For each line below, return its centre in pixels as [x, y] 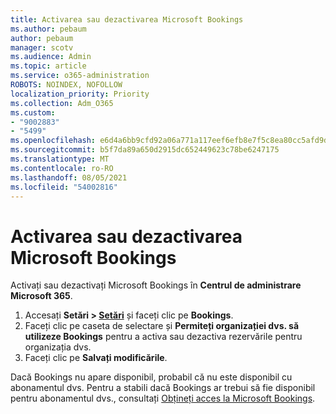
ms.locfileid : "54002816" [64, 187]
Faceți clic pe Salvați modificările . [96, 358]
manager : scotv [42, 47]
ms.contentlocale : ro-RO [62, 168]
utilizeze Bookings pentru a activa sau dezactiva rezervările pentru [163, 337]
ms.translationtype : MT [60, 159]
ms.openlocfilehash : [53, 141]
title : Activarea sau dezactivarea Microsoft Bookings [127, 19]
